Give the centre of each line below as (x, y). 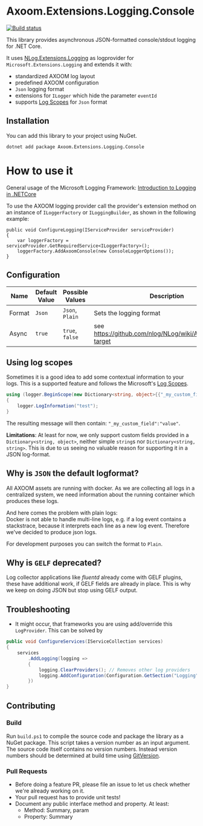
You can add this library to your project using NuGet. (72, 135)
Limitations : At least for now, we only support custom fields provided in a (98, 435)
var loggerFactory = (43, 240)
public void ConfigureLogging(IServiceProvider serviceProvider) (90, 230)
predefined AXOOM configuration (57, 83)
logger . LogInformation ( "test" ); (58, 406)
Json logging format (40, 89)
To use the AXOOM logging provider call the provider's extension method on (101, 206)
